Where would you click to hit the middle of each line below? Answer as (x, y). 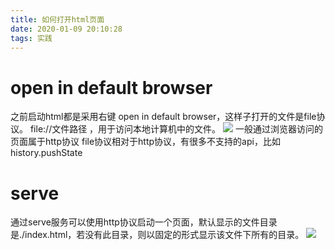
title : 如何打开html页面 (57, 19)
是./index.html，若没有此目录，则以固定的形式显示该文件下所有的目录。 (157, 235)
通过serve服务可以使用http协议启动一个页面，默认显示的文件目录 (144, 222)
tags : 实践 (31, 38)
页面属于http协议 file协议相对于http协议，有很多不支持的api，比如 (145, 142)
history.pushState (46, 153)
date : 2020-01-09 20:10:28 (66, 29)
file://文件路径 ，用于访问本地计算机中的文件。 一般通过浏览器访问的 (176, 129)
